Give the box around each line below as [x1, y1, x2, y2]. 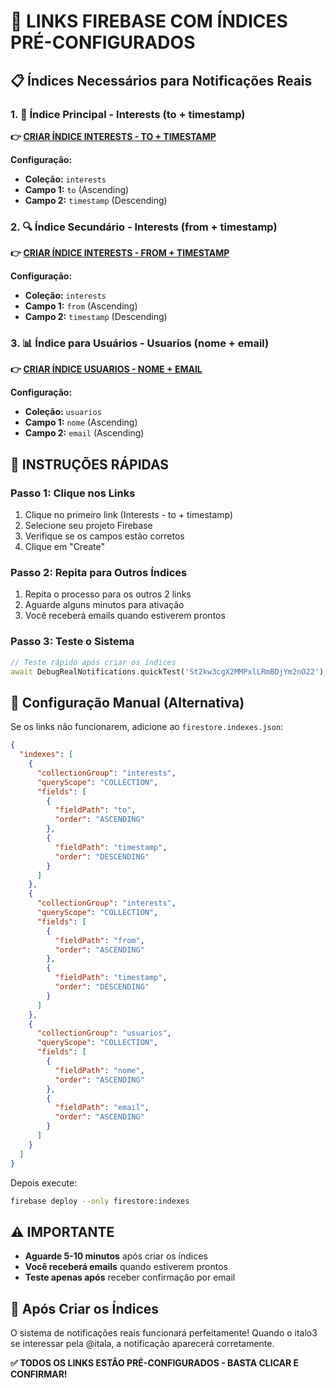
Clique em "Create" [24, 541, 105, 553]
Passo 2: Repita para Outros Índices [10, 566, 188, 580]
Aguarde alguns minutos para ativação [24, 599, 185, 611]
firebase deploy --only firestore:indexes [10, 1196, 190, 1206]
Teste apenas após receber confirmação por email [24, 1271, 236, 1284]
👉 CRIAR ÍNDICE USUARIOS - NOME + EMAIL [10, 363, 203, 375]
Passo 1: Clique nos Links [10, 486, 136, 500]
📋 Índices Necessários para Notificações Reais [10, 72, 313, 89]
